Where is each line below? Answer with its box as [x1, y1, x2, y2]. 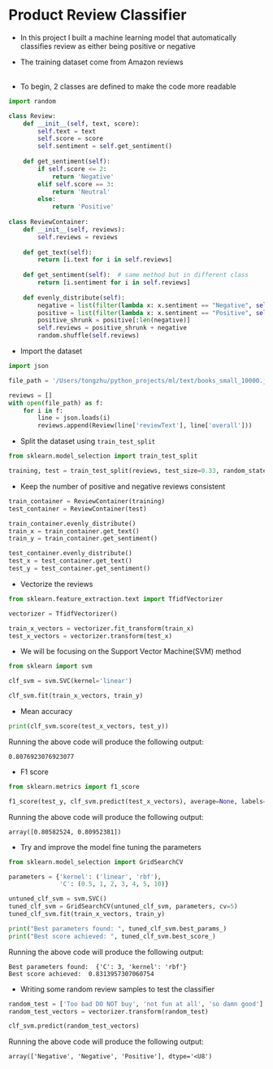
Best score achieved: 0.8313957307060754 [8, 970, 154, 978]
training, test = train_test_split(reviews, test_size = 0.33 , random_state [8, 467, 267, 475]
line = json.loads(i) [37, 414, 111, 423]
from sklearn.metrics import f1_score [8, 782, 140, 791]
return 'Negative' [51, 173, 115, 181]
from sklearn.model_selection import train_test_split [8, 452, 198, 461]
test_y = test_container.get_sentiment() [8, 564, 151, 573]
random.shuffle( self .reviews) [37, 331, 140, 340]
